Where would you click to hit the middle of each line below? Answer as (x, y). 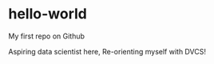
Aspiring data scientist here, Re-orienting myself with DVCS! (107, 51)
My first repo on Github (47, 36)
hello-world (48, 14)
